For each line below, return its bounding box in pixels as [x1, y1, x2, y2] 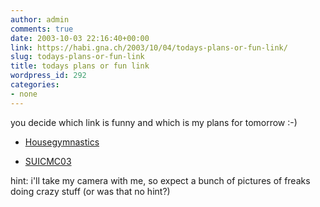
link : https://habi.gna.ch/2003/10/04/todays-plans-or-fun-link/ [10, 42, 288, 53]
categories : [10, 80, 60, 90]
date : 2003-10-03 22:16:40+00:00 [10, 33, 150, 43]
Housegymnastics [24, 136, 100, 148]
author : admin [10, 14, 70, 25]
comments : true [10, 24, 74, 34]
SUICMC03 [24, 155, 72, 167]
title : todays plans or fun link [10, 61, 150, 71]
